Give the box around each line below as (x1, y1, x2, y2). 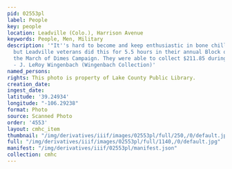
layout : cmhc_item (7, 126, 60, 132)
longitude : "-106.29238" (7, 100, 79, 107)
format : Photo (7, 106, 48, 113)
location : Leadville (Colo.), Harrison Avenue (7, 29, 144, 37)
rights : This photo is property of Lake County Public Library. (7, 74, 196, 81)
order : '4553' (7, 119, 48, 126)
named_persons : (7, 68, 51, 74)
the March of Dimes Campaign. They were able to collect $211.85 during (13, 55, 227, 62)
